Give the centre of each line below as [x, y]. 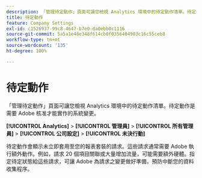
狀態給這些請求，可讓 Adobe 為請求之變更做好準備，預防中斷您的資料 [108, 161]
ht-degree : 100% [26, 51]
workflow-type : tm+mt [33, 40]
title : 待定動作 [25, 17]
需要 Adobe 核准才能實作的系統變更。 [53, 113]
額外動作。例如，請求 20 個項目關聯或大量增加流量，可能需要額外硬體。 [100, 153]
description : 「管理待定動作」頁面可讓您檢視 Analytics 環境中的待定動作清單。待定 [101, 12]
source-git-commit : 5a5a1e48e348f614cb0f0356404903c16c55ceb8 [86, 34]
